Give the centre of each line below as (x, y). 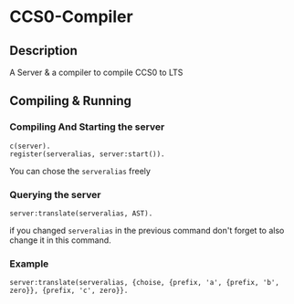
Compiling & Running (71, 101)
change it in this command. (60, 240)
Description (43, 51)
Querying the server (55, 194)
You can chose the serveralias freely (80, 171)
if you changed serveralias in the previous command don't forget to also (147, 230)
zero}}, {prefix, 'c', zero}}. (69, 291)
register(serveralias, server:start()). (88, 154)
